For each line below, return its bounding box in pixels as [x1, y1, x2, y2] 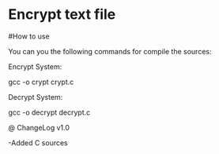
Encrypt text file [8, 5, 116, 24]
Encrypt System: [8, 61, 62, 71]
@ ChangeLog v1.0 [8, 123, 70, 132]
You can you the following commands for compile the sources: [8, 46, 212, 56]
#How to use [8, 31, 50, 41]
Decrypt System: [8, 92, 63, 101]
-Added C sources [8, 137, 69, 147]
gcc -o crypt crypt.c [8, 77, 74, 86]
